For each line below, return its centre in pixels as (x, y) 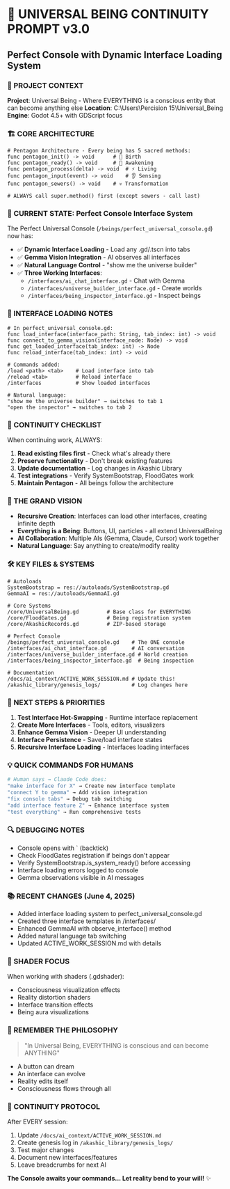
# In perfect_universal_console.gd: (60, 328)
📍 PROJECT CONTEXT (46, 85)
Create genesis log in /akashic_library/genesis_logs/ (95, 1142)
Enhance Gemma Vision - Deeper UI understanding (92, 732)
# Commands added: (34, 365)
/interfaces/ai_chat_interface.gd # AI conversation (96, 648)
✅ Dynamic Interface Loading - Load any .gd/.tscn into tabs (104, 249)
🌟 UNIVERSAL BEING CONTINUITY (108, 14)
